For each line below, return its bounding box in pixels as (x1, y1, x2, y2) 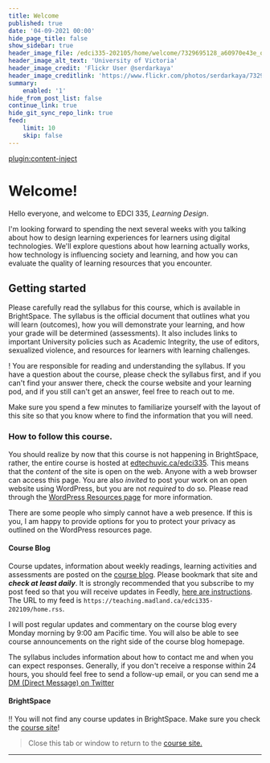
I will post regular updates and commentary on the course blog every (8, 619, 237, 629)
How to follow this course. (8, 431, 112, 443)
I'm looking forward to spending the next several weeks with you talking (8, 224, 247, 233)
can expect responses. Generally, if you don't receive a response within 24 (8, 661, 256, 670)
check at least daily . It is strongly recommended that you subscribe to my (8, 578, 255, 588)
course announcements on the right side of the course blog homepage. (8, 637, 245, 646)
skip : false (22, 131, 63, 139)
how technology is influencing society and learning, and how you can (8, 250, 239, 259)
